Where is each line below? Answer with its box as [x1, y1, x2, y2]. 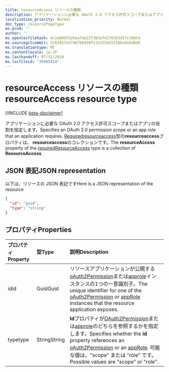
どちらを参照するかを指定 [98, 323, 158, 330]
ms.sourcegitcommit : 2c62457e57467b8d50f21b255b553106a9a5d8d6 [5, 40, 141, 45]
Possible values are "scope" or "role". [69, 358, 159, 365]
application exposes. [69, 306, 119, 313]
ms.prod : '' [5, 26, 30, 31]
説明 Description [69, 248, 109, 255]
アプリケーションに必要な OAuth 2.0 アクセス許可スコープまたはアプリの [5, 121, 156, 127]
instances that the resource [69, 300, 135, 307]
